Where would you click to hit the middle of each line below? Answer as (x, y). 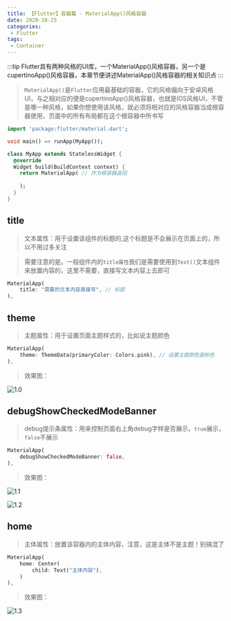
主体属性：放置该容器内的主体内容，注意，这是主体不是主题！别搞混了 (124, 544)
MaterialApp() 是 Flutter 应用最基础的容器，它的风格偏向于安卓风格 (119, 90)
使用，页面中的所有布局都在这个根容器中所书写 (97, 116)
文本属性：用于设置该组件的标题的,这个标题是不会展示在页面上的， (119, 238)
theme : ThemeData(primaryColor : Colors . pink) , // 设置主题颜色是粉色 (117, 355)
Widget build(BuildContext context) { (70, 167)
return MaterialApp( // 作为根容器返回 (73, 173)
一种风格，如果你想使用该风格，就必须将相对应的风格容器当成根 (127, 107)
